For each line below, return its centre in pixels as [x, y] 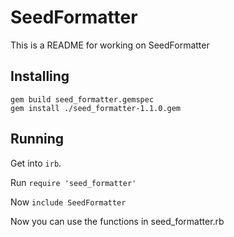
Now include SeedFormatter [68, 202]
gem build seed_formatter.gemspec [82, 99]
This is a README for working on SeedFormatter [110, 45]
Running [37, 139]
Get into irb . [36, 163]
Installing [40, 76]
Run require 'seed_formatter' [73, 182]
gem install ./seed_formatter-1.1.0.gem [96, 108]
